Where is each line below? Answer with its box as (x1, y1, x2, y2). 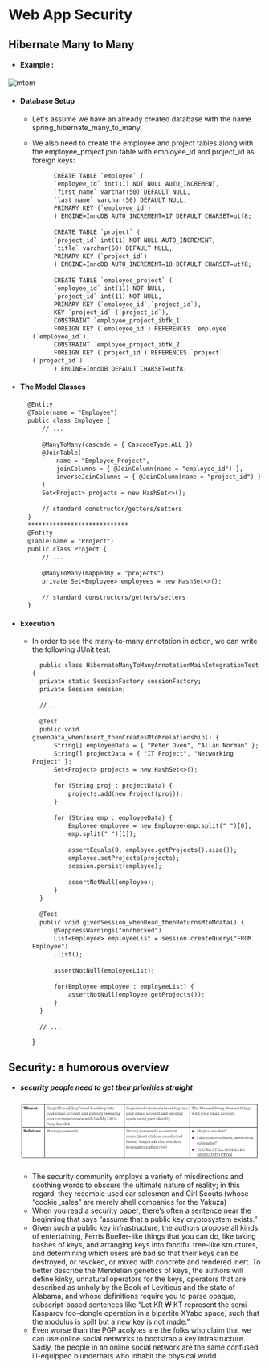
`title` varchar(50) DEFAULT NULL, (53, 244, 173, 252)
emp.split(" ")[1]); (67, 830, 137, 838)
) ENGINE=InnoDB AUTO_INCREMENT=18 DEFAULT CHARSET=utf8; (53, 260, 252, 268)
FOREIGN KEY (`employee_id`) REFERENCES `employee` (53, 324, 230, 333)
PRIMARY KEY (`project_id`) (53, 252, 148, 260)
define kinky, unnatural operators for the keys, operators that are (31, 1274, 247, 1284)
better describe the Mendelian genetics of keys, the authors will (31, 1266, 243, 1276)
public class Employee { (27, 416, 111, 425)
